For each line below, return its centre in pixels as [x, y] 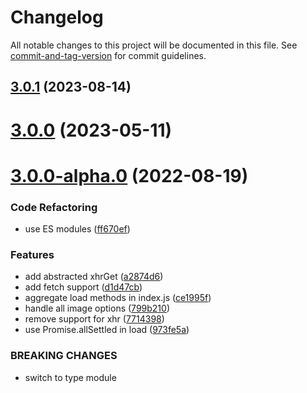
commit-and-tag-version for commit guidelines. [108, 55]
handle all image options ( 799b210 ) [97, 308]
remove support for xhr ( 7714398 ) [94, 319]
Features [32, 254]
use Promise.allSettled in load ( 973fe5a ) [107, 330]
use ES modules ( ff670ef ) [77, 229]
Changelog [57, 17]
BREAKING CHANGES [64, 356]
